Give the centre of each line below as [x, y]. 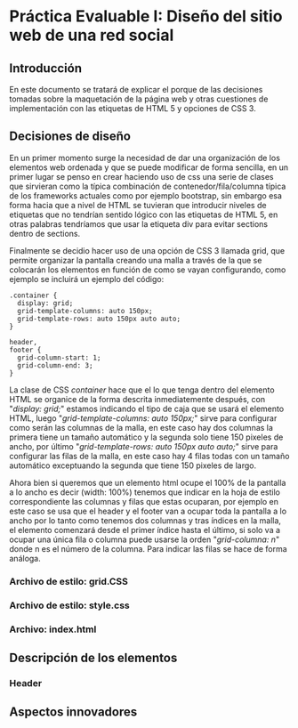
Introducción [46, 68]
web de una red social [92, 35]
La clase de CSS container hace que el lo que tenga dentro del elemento [142, 390]
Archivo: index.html [53, 629]
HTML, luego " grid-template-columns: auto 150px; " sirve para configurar [143, 418]
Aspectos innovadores [73, 712]
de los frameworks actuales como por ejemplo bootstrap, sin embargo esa [146, 195]
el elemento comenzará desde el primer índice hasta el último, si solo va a [145, 530]
